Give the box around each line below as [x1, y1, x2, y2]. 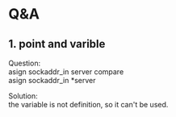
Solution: [8, 91, 38, 101]
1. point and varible [8, 37, 106, 51]
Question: [8, 58, 41, 68]
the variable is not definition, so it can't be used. [8, 100, 169, 109]
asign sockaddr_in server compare [8, 67, 124, 77]
